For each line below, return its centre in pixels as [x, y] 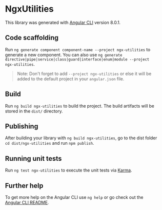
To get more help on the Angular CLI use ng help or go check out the [74, 197]
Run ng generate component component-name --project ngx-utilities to [78, 49]
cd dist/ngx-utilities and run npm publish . [50, 143]
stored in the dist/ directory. [34, 111]
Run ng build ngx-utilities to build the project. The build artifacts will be [80, 106]
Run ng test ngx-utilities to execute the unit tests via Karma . [69, 170]
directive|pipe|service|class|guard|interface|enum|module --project [77, 59]
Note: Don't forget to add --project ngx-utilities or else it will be [84, 74]
